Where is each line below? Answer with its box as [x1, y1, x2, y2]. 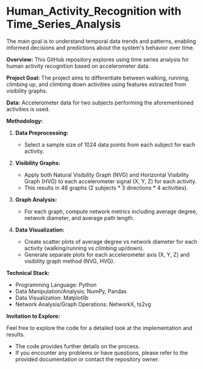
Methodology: [6, 117, 43, 125]
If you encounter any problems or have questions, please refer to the [15, 349, 188, 356]
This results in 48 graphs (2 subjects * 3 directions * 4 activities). [24, 184, 188, 191]
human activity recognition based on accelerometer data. [6, 62, 151, 70]
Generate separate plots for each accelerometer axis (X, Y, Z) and [24, 250, 190, 258]
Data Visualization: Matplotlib [15, 294, 89, 301]
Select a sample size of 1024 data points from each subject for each [24, 141, 196, 148]
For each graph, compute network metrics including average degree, [24, 208, 198, 215]
